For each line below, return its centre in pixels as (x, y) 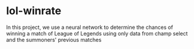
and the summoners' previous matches (54, 40)
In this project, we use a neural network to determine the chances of (90, 27)
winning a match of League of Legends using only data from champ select (97, 33)
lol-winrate (34, 11)
